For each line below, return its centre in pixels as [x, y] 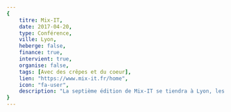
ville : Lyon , [38, 40]
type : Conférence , [46, 33]
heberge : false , [43, 46]
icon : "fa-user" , [44, 85]
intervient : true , [46, 59]
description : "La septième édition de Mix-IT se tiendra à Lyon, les [122, 91]
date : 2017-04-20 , [46, 26]
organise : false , [44, 65]
